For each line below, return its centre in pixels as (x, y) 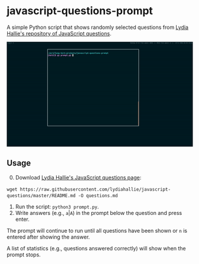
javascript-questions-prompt (80, 11)
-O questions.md (98, 195)
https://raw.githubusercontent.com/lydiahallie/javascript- (95, 189)
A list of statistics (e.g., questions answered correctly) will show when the (96, 248)
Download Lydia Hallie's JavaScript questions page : (78, 177)
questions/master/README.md (41, 195)
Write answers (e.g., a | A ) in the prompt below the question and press (99, 213)
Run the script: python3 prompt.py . (57, 206)
